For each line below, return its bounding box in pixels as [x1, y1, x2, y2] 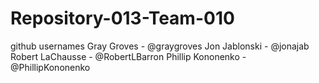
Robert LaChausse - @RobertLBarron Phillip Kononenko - [10, 50, 247, 62]
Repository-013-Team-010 [10, 7, 235, 30]
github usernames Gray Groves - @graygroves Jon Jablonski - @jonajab [10, 40, 310, 52]
